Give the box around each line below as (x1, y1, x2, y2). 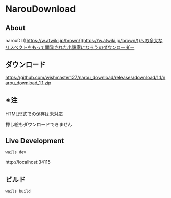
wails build (5, 189, 31, 194)
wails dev (5, 150, 27, 155)
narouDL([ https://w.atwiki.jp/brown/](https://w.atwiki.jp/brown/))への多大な (5, 38, 163, 43)
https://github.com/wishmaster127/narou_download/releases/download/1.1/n (5, 74, 166, 80)
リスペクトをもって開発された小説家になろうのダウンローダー (5, 44, 135, 50)
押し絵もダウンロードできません (5, 121, 72, 127)
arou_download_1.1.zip (5, 80, 52, 86)
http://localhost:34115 (5, 159, 51, 165)
